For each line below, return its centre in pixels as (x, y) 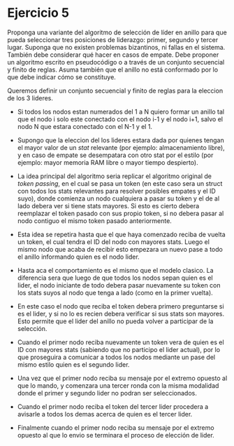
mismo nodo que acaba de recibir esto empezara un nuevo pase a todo (120, 249)
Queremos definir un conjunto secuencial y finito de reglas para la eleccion (115, 90)
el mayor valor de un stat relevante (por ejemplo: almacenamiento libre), (121, 147)
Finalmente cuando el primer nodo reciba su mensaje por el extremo (116, 427)
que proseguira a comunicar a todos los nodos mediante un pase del (116, 357)
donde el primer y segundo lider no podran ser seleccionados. (107, 393)
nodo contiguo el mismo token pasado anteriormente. (95, 221)
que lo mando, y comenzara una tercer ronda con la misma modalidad (118, 385)
